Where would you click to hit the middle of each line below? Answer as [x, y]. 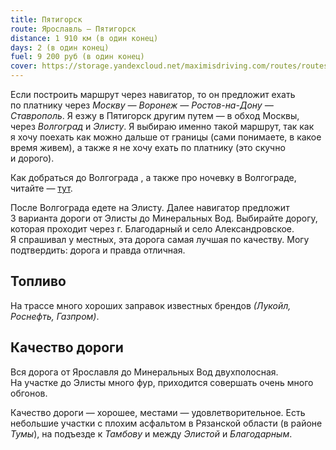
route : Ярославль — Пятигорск [73, 29]
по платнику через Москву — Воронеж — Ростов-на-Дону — [142, 105]
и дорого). [32, 158]
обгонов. [29, 393]
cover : [24, 66]
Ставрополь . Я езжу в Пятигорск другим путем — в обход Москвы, [155, 115]
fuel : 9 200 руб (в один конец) [77, 57]
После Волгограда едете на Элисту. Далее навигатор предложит [150, 207]
